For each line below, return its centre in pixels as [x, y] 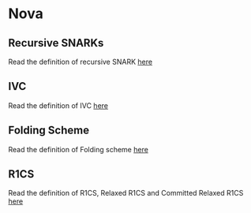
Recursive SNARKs [56, 43]
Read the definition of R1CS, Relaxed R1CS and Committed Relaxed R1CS [126, 193]
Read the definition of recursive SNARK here [80, 62]
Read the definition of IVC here [58, 105]
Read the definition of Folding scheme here [78, 149]
